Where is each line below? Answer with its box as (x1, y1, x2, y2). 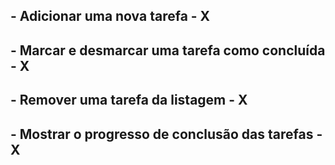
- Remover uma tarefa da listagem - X (10, 92, 248, 109)
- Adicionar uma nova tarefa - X (10, 8, 211, 25)
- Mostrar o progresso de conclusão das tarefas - (10, 125, 323, 143)
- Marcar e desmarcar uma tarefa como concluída (10, 42, 326, 59)
